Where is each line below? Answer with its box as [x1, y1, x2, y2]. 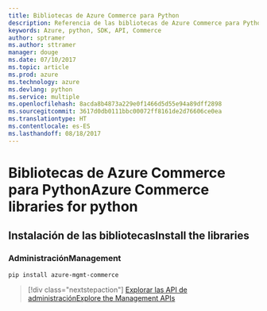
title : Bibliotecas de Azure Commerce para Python [8, 11, 180, 20]
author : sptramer [8, 33, 66, 42]
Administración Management [8, 253, 122, 264]
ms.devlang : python [8, 85, 73, 94]
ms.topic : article [8, 63, 69, 71]
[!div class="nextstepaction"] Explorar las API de [27, 285, 188, 294]
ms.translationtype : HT [8, 115, 87, 123]
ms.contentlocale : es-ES [8, 122, 91, 130]
